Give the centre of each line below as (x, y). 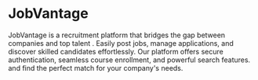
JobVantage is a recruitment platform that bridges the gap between (117, 35)
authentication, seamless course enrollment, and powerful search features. (129, 60)
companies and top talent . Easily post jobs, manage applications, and (121, 43)
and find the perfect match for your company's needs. (96, 68)
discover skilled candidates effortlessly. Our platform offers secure (116, 51)
